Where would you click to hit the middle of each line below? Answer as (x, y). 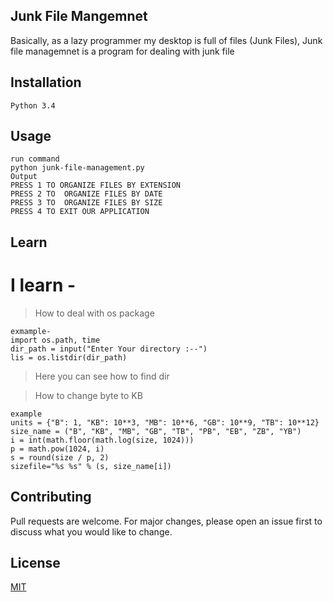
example (26, 414)
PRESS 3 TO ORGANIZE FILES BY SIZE (86, 203)
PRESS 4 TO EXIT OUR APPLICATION (80, 212)
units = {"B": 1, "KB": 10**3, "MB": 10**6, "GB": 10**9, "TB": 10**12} (165, 422)
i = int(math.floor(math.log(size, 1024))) (102, 440)
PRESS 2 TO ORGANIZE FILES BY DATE (86, 194)
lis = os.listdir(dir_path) (69, 357)
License (35, 562)
